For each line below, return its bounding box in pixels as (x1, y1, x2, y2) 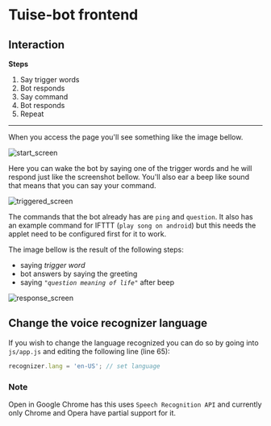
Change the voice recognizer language (8, 316, 208, 330)
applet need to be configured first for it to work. (8, 229, 167, 239)
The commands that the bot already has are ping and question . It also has (8, 212, 253, 221)
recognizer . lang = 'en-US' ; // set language (8, 361, 161, 370)
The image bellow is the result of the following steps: (8, 244, 184, 254)
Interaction (8, 38, 65, 52)
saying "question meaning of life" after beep (19, 278, 175, 287)
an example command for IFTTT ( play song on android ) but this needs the (8, 220, 256, 230)
